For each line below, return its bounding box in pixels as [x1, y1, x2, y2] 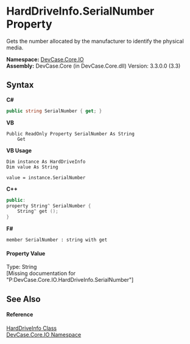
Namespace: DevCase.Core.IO [6, 56, 84, 63]
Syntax [6, 80, 34, 90]
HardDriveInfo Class [6, 324, 57, 332]
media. [6, 44, 24, 51]
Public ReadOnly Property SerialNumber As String [6, 131, 135, 137]
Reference [6, 311, 33, 318]
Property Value [6, 249, 46, 257]
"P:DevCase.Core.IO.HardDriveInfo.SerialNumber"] [6, 276, 134, 284]
